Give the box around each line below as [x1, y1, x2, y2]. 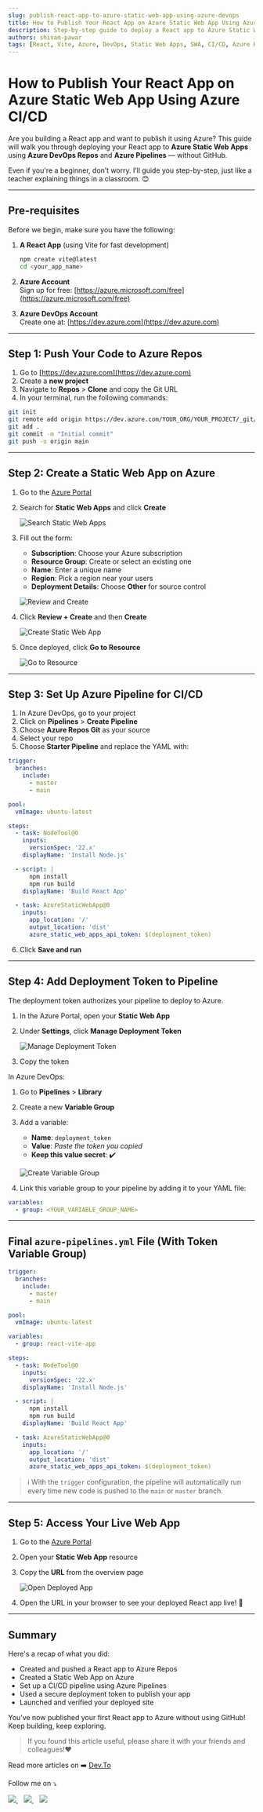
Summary [8, 1628, 57, 1642]
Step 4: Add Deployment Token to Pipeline [8, 975, 218, 988]
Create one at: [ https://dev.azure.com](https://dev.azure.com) [19, 317, 220, 327]
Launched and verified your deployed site [19, 1697, 154, 1707]
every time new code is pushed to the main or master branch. [27, 1486, 223, 1496]
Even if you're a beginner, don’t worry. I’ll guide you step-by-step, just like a [8, 166, 252, 175]
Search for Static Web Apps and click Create [19, 502, 167, 512]
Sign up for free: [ [19, 285, 77, 294]
